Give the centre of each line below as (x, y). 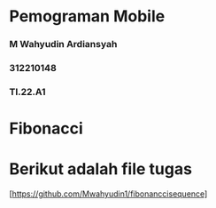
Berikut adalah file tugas (101, 169)
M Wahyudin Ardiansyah (63, 44)
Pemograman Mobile (87, 16)
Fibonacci (46, 128)
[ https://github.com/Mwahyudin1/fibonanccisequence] (108, 194)
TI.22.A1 (27, 92)
